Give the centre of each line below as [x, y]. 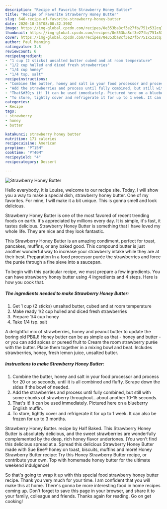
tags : [11, 111]
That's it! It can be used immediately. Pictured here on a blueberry [80, 403]
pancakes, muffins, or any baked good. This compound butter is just [75, 246]
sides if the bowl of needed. [41, 387]
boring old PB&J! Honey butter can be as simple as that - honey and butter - [83, 337]
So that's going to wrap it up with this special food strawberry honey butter [82, 475]
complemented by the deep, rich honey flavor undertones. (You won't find [81, 439]
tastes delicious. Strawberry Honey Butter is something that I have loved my [83, 226]
